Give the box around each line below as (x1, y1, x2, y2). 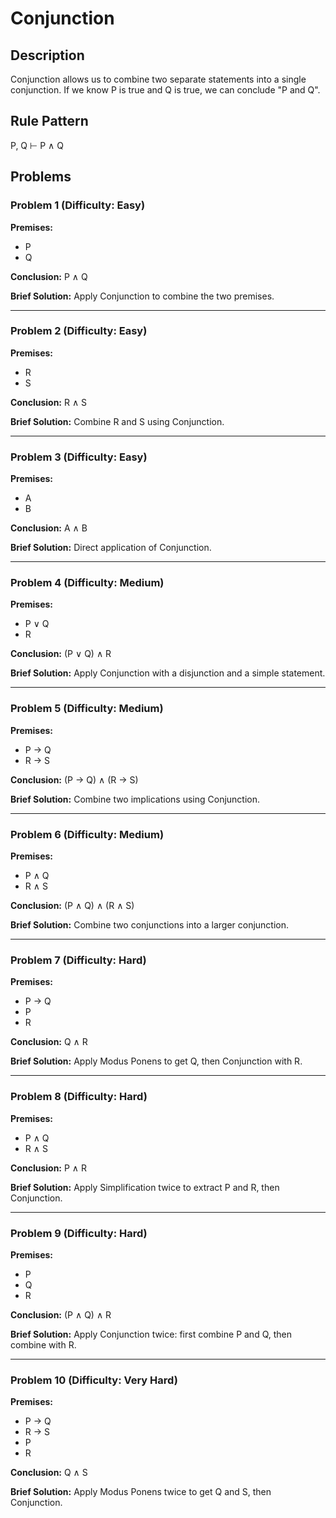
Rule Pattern (10, 113, 89, 130)
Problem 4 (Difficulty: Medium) (10, 576, 165, 590)
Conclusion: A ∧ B (10, 522, 88, 534)
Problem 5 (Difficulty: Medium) (10, 702, 164, 716)
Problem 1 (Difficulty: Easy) (10, 198, 146, 212)
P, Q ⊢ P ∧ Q (10, 139, 64, 151)
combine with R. (10, 1338, 77, 1351)
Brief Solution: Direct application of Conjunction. (10, 542, 212, 554)
